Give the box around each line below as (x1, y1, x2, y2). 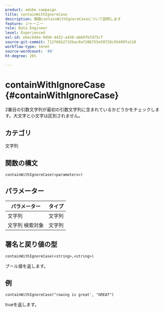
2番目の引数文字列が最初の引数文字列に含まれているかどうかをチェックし (5, 107, 156, 113)
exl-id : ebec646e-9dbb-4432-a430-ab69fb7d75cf (5, 35, 103, 40)
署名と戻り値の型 (5, 240, 57, 249)
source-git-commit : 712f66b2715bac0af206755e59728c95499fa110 (5, 40, 136, 45)
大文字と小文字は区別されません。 (13, 113, 83, 119)
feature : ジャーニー (5, 21, 44, 26)
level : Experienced (5, 30, 46, 35)
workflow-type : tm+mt (5, 44, 50, 49)
